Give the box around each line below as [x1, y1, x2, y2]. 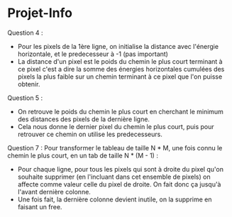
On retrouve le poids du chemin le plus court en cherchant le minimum [17, 107, 223, 116]
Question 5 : [7, 94, 43, 102]
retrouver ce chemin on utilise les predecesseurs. [17, 130, 163, 138]
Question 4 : [7, 28, 44, 37]
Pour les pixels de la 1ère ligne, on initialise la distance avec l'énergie [17, 42, 219, 50]
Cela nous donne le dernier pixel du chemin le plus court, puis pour [17, 122, 214, 130]
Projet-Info [7, 5, 73, 21]
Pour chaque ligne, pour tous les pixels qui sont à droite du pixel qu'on [17, 165, 223, 173]
